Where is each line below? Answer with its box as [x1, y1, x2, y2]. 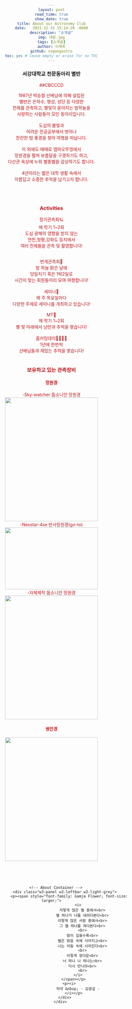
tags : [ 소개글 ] [37, 40, 66, 45]
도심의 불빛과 [39, 122, 64, 128]
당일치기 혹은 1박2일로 [30, 271, 73, 277]
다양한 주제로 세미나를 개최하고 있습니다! [12, 301, 90, 307]
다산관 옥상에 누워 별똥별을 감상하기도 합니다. [7, 158, 95, 164]
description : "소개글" [29, 30, 74, 35]
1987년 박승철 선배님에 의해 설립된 [18, 92, 85, 98]
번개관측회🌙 [40, 258, 63, 264]
